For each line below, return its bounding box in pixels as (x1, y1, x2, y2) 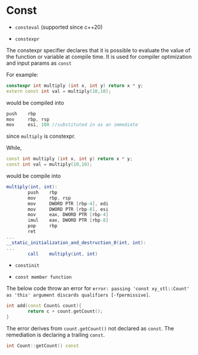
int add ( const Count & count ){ (6, 303, 82, 309)
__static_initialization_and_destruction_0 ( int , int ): (6, 239, 146, 246)
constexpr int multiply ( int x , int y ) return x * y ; (6, 82, 144, 89)
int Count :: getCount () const (6, 343, 79, 349)
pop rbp (28, 223, 58, 229)
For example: (6, 71, 39, 78)
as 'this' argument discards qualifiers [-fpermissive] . (6, 291, 151, 299)
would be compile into (6, 172, 61, 180)
